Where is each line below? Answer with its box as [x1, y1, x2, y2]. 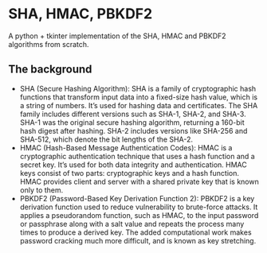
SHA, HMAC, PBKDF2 [8, 5, 153, 23]
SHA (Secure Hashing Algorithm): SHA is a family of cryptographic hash [19, 84, 257, 93]
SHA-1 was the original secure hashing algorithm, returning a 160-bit [19, 117, 245, 127]
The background [8, 63, 92, 76]
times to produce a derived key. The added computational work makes [19, 228, 253, 237]
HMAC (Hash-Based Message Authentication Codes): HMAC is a [19, 142, 233, 152]
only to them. [19, 185, 64, 195]
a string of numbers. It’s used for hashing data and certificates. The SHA [19, 100, 258, 110]
